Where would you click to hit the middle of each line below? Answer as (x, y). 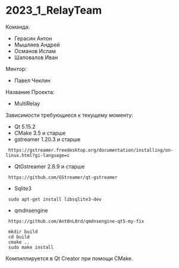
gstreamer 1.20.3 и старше (47, 139)
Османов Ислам (35, 51)
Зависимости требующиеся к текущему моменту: (69, 115)
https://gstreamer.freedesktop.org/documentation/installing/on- (91, 150)
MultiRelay (27, 103)
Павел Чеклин (32, 80)
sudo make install (31, 247)
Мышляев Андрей (37, 45)
